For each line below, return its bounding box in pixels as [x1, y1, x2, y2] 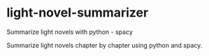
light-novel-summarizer [6, 5, 149, 21]
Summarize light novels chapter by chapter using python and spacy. [6, 41, 203, 49]
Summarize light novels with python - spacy [6, 28, 134, 36]
